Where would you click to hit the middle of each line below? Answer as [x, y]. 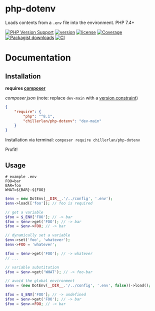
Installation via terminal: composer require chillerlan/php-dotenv [73, 140]
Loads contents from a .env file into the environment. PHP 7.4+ [70, 22]
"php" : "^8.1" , [39, 116]
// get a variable [24, 212]
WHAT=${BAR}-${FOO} [25, 190]
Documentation [38, 58]
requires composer [25, 88]
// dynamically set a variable [38, 235]
